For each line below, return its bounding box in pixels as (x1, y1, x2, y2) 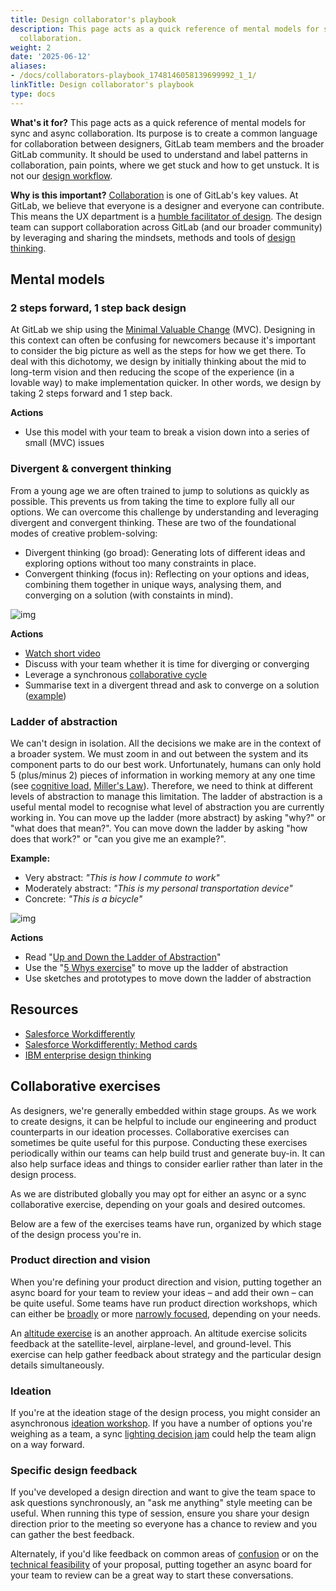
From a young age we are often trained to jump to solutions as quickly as (10, 484, 310, 496)
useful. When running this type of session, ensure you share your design (10, 1507, 310, 1520)
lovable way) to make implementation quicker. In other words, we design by (10, 377, 322, 389)
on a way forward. (10, 1439, 85, 1451)
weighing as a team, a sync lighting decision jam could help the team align (10, 1428, 317, 1440)
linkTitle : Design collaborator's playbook (10, 80, 195, 90)
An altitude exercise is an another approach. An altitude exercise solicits (10, 1327, 308, 1339)
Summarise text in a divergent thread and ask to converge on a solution (24, 679, 320, 691)
